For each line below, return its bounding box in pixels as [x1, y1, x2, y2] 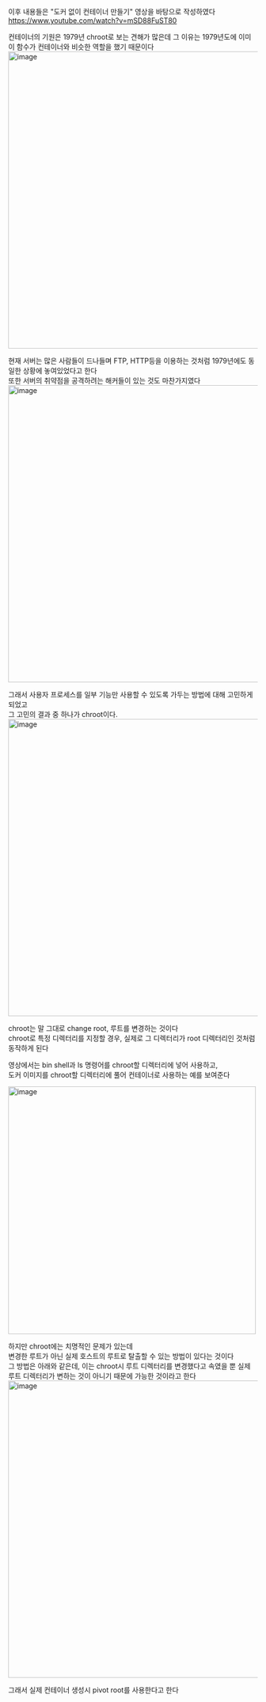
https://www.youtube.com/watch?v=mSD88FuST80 [8, 16, 177, 25]
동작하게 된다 [8, 1044, 49, 1052]
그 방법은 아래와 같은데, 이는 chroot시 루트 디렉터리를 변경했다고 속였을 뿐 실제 [8, 1361, 251, 1371]
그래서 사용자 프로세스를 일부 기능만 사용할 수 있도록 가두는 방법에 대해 [8, 690, 226, 699]
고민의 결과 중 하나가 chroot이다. [16, 710, 118, 719]
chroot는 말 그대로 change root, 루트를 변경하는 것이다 [8, 1024, 179, 1032]
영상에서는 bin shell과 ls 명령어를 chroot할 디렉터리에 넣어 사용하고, [8, 1060, 218, 1070]
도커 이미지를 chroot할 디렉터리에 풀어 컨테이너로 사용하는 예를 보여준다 [8, 1070, 230, 1079]
